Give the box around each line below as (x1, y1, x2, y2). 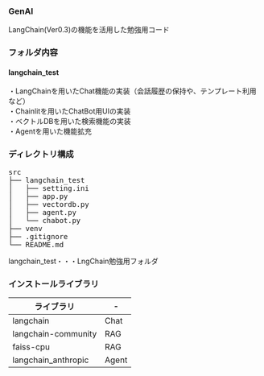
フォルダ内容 (8, 47, 59, 58)
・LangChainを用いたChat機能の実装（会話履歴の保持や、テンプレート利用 (8, 86, 257, 96)
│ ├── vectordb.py (8, 200, 90, 209)
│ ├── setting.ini (8, 184, 90, 192)
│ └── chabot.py (8, 216, 81, 225)
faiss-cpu (12, 341, 51, 353)
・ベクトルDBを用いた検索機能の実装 (8, 117, 131, 126)
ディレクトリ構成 (8, 149, 74, 160)
